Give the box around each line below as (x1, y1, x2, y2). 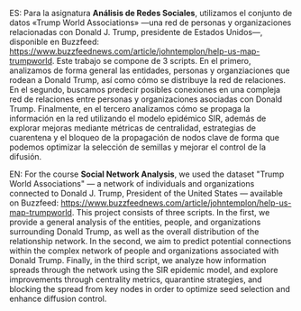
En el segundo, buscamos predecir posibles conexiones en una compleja (9, 85, 281, 95)
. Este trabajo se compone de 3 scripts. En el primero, (51, 56, 251, 66)
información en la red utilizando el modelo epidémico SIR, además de (9, 113, 267, 123)
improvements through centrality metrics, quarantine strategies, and (9, 274, 263, 285)
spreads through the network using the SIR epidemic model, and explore (9, 265, 278, 275)
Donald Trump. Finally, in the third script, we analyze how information (9, 255, 267, 265)
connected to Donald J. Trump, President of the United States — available (9, 188, 284, 198)
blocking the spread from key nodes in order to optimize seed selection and (9, 284, 291, 294)
